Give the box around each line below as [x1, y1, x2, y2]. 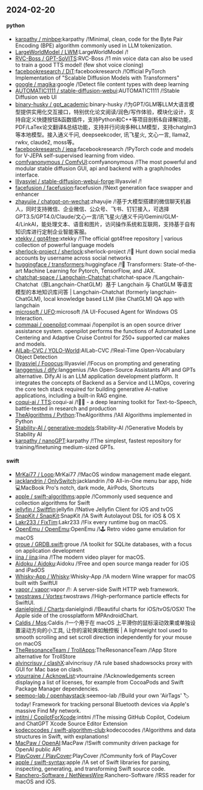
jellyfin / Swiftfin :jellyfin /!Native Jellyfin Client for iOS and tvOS [15, 505, 174, 513]
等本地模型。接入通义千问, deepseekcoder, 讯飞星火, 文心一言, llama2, [15, 130, 191, 138]
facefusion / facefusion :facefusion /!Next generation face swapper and [15, 184, 193, 191]
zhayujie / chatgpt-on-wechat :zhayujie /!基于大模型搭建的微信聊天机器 [15, 197, 191, 205]
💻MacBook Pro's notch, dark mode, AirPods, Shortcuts [15, 484, 155, 491]
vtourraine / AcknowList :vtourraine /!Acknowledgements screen [15, 672, 176, 679]
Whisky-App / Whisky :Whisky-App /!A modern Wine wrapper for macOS [15, 573, 196, 580]
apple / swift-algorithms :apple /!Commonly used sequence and [15, 493, 173, 500]
